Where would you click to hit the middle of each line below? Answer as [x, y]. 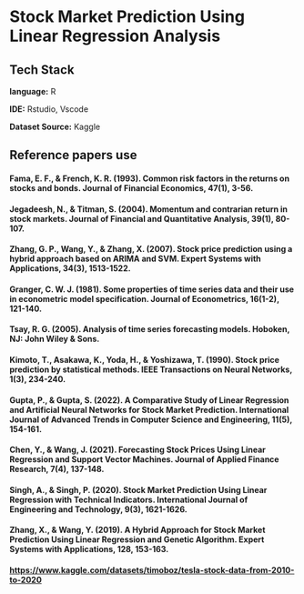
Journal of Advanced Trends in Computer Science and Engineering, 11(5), [151, 419]
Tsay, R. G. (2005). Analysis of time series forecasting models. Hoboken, [150, 329]
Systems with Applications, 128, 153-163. [89, 549]
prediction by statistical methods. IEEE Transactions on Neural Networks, [151, 369]
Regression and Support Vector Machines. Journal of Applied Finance [144, 459]
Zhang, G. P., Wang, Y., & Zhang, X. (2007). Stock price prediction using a [151, 249]
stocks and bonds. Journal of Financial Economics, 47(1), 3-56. [132, 187]
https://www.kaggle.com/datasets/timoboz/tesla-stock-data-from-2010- [152, 569]
